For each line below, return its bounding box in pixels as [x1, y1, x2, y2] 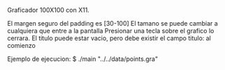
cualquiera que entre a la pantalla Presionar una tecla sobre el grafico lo [7, 27, 215, 35]
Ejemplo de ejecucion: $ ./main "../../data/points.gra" [7, 55, 159, 63]
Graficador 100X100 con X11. [7, 6, 89, 14]
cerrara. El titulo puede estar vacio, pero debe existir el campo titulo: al [7, 34, 211, 42]
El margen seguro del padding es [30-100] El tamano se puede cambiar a [7, 19, 218, 27]
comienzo [7, 42, 36, 49]
